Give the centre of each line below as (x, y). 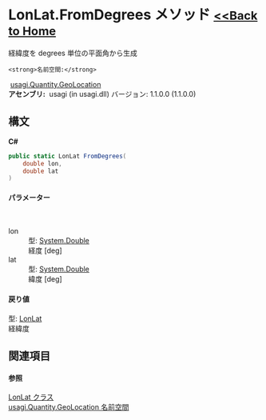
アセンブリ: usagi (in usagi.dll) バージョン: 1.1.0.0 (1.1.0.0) (102, 94)
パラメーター (29, 197)
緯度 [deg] (45, 279)
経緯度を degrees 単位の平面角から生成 (73, 53)
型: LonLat (25, 318)
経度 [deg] (45, 250)
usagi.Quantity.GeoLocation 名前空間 (69, 407)
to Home (32, 31)
